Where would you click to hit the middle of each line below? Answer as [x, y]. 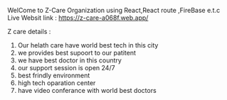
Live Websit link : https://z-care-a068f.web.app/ [78, 18]
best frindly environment [54, 75]
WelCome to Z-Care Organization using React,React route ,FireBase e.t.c [114, 10]
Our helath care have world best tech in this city [88, 45]
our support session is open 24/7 [66, 68]
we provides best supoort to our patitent [77, 53]
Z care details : [29, 32]
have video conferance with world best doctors [87, 90]
